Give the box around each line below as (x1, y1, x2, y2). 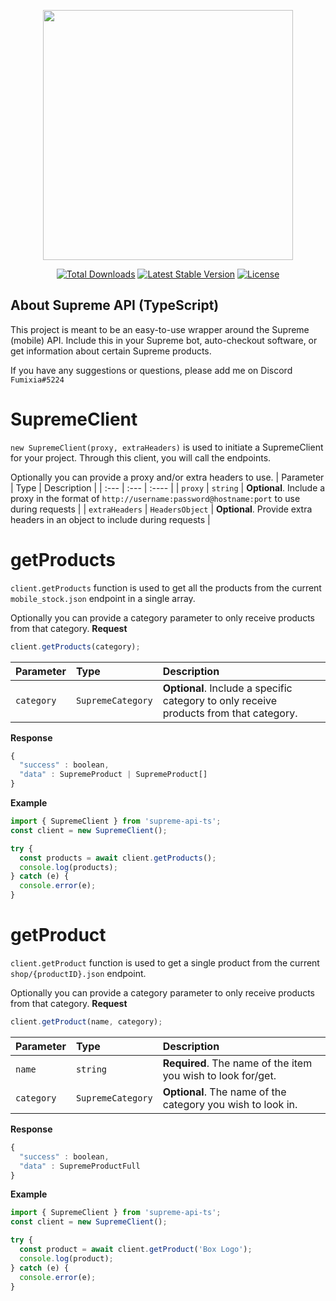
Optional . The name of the (162, 1085, 287, 1099)
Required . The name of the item (162, 1056, 313, 1070)
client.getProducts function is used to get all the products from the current (10, 581, 322, 594)
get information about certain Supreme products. (10, 345, 212, 357)
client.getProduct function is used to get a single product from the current (10, 957, 320, 969)
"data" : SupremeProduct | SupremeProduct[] (19, 770, 208, 780)
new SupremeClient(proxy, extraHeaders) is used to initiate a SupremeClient (10, 441, 324, 453)
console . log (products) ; (19, 862, 118, 872)
